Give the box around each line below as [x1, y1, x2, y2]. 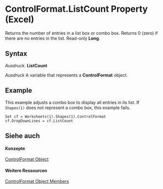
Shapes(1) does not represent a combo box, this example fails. [5, 105, 131, 110]
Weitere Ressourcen [5, 167, 47, 173]
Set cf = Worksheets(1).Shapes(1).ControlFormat [5, 114, 106, 119]
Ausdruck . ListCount [5, 62, 47, 68]
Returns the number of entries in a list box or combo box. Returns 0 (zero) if [5, 30, 158, 36]
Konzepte [5, 145, 25, 151]
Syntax [5, 50, 27, 58]
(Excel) [5, 14, 34, 25]
